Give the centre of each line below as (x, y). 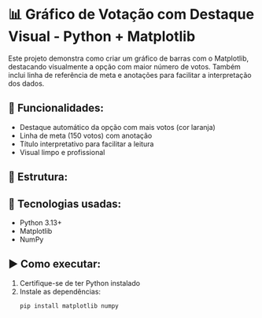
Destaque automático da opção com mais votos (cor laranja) (118, 127)
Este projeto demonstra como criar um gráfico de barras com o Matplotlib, (129, 58)
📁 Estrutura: (38, 177)
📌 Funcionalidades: (56, 108)
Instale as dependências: (60, 291)
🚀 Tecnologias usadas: (65, 203)
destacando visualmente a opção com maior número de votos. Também (125, 66)
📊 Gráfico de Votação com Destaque (131, 15)
